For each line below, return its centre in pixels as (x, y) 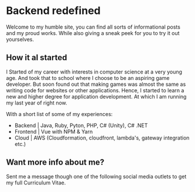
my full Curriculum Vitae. (36, 183)
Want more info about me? (55, 163)
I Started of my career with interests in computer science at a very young (94, 72)
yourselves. (20, 39)
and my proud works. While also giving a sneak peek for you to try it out (93, 33)
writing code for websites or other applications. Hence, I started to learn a (95, 90)
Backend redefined (53, 11)
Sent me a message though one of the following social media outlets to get (96, 176)
